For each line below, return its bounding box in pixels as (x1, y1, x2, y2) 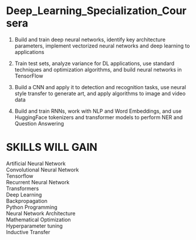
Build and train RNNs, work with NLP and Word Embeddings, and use (14, 107, 182, 114)
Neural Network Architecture (6, 209, 76, 217)
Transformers (6, 185, 39, 192)
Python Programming (6, 204, 58, 211)
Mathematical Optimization (6, 216, 72, 223)
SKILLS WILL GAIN (6, 141, 98, 154)
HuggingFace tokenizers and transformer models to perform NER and (14, 113, 183, 121)
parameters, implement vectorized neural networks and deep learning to (14, 42, 190, 49)
